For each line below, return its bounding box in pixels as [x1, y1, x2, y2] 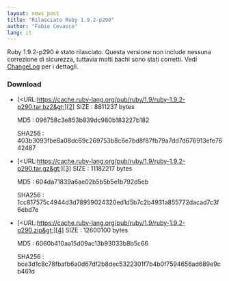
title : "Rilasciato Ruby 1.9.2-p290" [7, 16, 115, 23]
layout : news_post [7, 10, 59, 17]
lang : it [7, 29, 32, 36]
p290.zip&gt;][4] [16, 225, 64, 234]
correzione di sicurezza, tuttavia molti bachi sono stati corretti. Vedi [7, 56, 198, 64]
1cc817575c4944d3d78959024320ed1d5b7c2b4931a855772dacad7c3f [16, 198, 219, 206]
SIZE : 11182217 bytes [72, 164, 133, 172]
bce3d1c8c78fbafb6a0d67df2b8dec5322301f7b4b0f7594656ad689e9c [16, 260, 221, 268]
